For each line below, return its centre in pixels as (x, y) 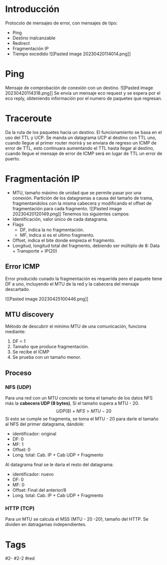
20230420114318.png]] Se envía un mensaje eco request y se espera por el (83, 93)
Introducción (32, 9)
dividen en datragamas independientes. (46, 525)
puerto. (13, 158)
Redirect (21, 43)
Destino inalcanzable (34, 38)
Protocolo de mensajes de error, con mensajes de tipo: (62, 23)
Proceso (18, 373)
